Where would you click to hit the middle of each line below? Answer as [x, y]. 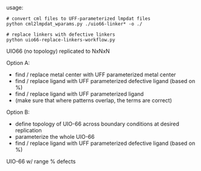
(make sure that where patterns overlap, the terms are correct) [93, 100]
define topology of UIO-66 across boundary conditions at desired [97, 124]
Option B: [18, 112]
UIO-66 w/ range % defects [41, 161]
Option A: [18, 63]
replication [28, 130]
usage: [15, 8]
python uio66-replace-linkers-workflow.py [61, 40]
